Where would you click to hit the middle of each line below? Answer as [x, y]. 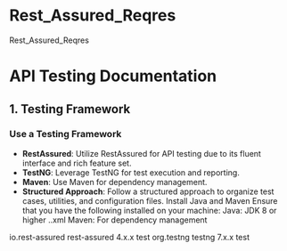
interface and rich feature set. [77, 163]
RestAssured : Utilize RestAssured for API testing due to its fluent [141, 153]
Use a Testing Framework [66, 134]
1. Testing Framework [70, 109]
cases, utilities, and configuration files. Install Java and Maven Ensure [150, 200]
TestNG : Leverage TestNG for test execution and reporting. [131, 172]
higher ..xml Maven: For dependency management [115, 220]
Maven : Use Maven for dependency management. [115, 182]
